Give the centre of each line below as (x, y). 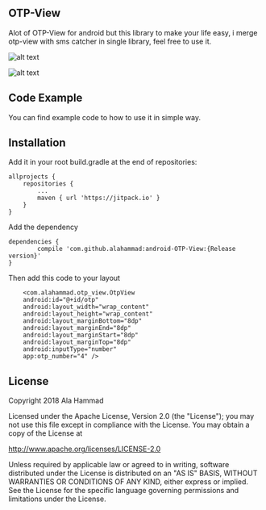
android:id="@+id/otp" (61, 300)
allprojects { (32, 177)
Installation (37, 143)
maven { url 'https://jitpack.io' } (99, 198)
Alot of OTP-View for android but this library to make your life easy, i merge (133, 32)
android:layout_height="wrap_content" (88, 314)
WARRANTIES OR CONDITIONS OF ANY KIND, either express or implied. (128, 482)
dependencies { (34, 242)
